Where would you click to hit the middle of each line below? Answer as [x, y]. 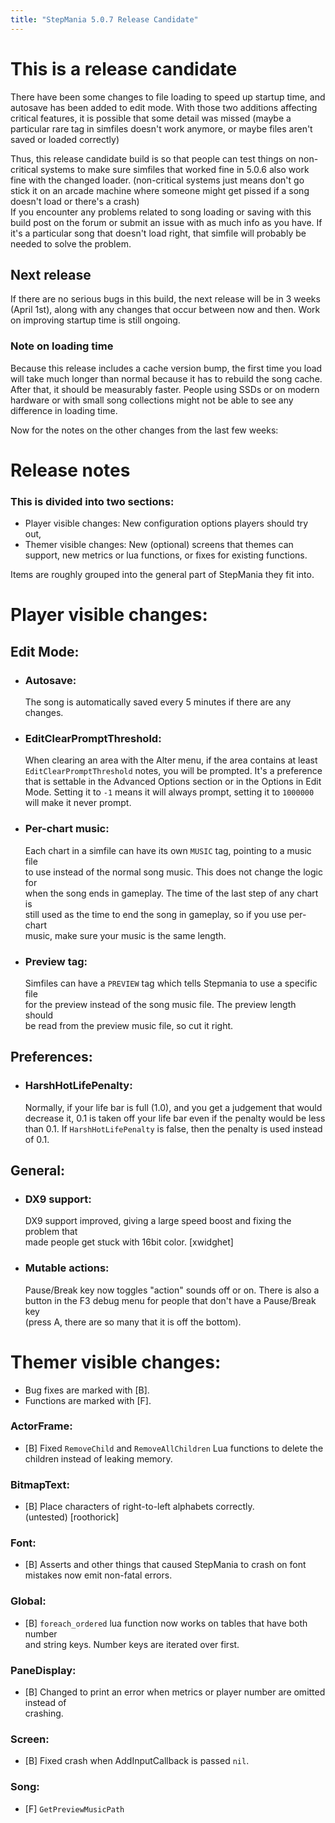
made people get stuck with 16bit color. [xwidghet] [129, 1242]
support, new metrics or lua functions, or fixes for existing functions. [166, 555]
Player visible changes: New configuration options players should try [166, 523]
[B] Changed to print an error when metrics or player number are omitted [175, 1692]
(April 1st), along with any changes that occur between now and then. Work [165, 310]
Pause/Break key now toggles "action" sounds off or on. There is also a [172, 1290]
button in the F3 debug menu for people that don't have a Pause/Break [170, 1300]
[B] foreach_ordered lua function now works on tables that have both [166, 1623]
